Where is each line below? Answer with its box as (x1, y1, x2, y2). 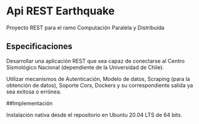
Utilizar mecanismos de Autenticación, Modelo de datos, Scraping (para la (6, 75, 191, 82)
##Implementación (6, 99, 53, 107)
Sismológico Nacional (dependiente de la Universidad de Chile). (6, 63, 164, 71)
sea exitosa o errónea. (6, 88, 62, 95)
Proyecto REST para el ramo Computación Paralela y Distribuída (6, 24, 165, 31)
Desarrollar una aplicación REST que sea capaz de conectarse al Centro (6, 57, 185, 64)
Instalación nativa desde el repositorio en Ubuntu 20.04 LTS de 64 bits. (6, 111, 182, 118)
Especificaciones (6, 41, 73, 52)
